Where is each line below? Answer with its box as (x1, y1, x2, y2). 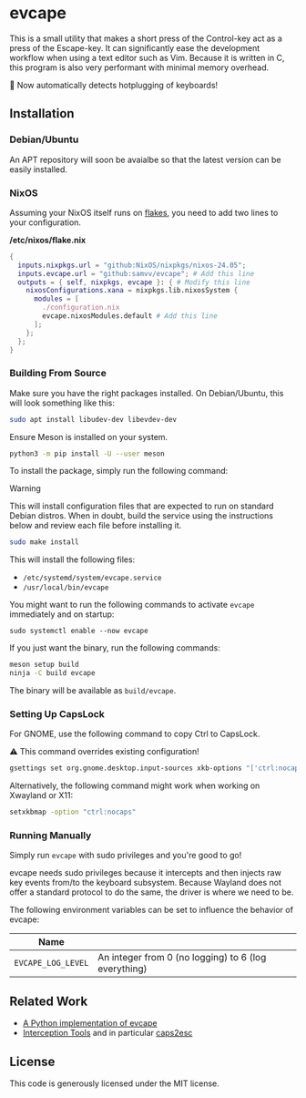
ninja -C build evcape (9, 669, 96, 678)
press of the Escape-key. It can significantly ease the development (9, 42, 260, 53)
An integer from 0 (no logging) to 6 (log (97, 951, 267, 964)
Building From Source (9, 367, 107, 380)
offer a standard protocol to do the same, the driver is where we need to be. (9, 887, 294, 898)
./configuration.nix (42, 303, 120, 313)
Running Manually (9, 829, 92, 842)
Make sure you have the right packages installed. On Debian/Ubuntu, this (9, 387, 284, 398)
